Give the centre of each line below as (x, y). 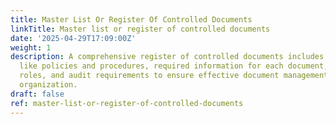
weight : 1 (31, 47)
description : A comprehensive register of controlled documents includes (167, 57)
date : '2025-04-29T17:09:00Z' (73, 38)
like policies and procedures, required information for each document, (174, 66)
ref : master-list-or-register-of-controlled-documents (127, 103)
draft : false (37, 94)
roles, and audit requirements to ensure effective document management (174, 76)
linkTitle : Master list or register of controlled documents (140, 29)
